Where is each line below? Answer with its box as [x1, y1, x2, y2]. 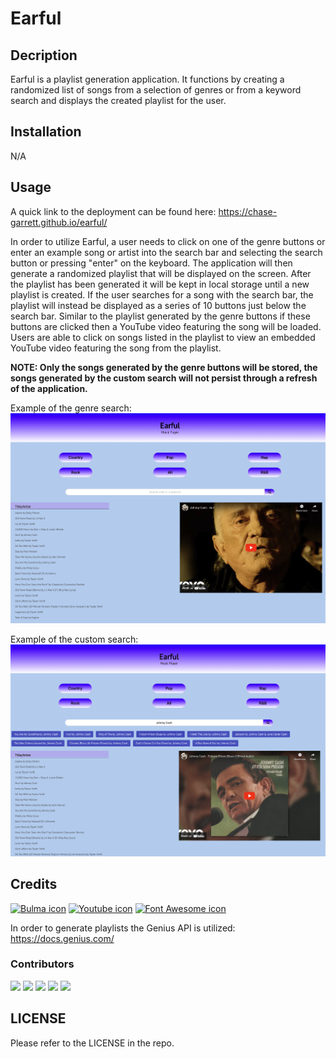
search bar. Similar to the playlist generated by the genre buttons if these [10, 310, 311, 322]
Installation [10, 123, 82, 141]
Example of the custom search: [10, 633, 139, 645]
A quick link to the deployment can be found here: [10, 205, 217, 217]
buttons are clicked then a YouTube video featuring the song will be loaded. [10, 320, 322, 332]
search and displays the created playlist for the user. [10, 95, 227, 106]
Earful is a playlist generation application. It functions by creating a [10, 73, 285, 85]
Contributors [10, 957, 75, 971]
